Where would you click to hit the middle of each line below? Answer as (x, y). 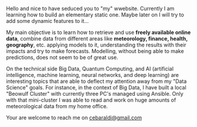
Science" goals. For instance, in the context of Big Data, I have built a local (96, 87)
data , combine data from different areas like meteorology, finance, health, (97, 39)
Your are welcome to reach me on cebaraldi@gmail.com (74, 118)
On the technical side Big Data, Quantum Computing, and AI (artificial (90, 69)
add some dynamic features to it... (48, 21)
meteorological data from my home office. (57, 106)
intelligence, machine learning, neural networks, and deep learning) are (93, 75)
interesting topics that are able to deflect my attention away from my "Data (96, 81)
